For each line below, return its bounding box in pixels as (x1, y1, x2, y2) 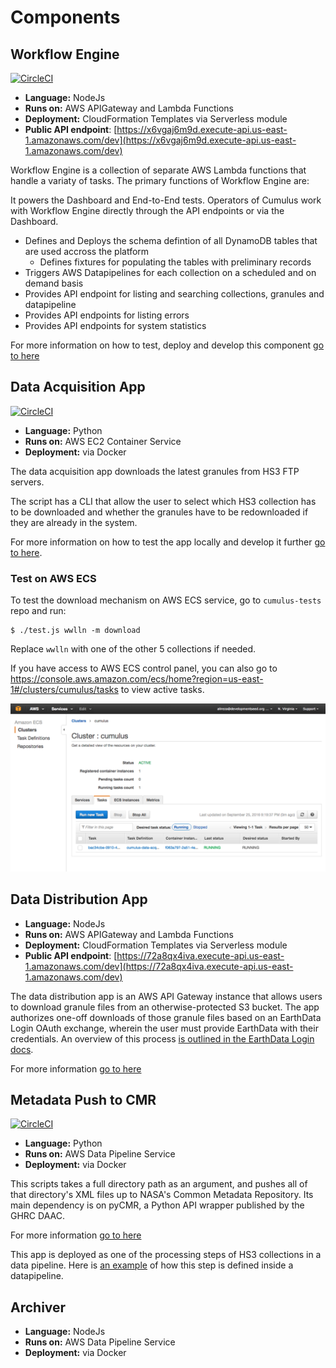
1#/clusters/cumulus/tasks (10, 684, 119, 696)
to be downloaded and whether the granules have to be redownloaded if (10, 506, 309, 518)
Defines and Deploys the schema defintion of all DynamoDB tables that (24, 235, 318, 246)
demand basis (24, 277, 84, 289)
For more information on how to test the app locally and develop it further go (10, 536, 326, 548)
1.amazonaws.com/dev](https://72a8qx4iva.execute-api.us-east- (24, 960, 294, 972)
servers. (10, 476, 45, 488)
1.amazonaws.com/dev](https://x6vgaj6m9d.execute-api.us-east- (24, 134, 297, 146)
